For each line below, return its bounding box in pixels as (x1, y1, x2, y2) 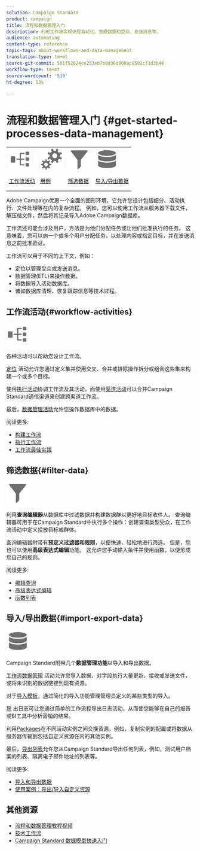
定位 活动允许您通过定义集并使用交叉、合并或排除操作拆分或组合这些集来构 (6, 365, 191, 372)
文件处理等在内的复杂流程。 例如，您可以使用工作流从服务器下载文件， (16, 204, 191, 212)
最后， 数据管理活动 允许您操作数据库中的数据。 (6, 406, 121, 413)
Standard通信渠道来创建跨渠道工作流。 (6, 393, 102, 400)
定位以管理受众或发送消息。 (14, 265, 84, 272)
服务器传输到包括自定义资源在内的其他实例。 (6, 732, 116, 739)
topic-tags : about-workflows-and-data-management (6, 48, 133, 54)
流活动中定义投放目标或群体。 (6, 526, 79, 533)
